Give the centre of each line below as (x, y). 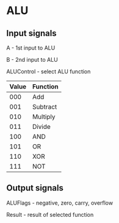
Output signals (35, 188)
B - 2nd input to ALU (32, 60)
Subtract (45, 107)
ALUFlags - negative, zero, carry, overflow (60, 203)
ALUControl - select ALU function (49, 71)
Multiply (44, 117)
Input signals (31, 33)
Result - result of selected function (50, 214)
